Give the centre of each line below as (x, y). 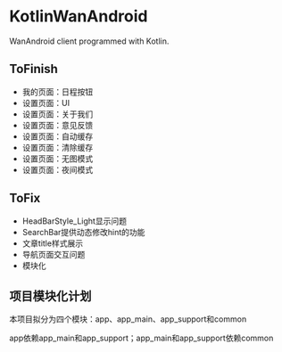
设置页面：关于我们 (58, 114)
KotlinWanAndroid (79, 16)
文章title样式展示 (52, 243)
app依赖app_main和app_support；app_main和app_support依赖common (141, 338)
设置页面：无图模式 (58, 159)
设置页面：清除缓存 (58, 147)
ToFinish (33, 69)
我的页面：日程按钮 (58, 92)
